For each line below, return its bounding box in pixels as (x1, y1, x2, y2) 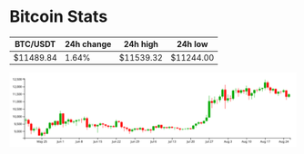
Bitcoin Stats (9, 6, 108, 27)
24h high (123, 39, 159, 50)
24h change (65, 39, 112, 50)
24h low (176, 39, 208, 50)
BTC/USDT (15, 39, 56, 50)
